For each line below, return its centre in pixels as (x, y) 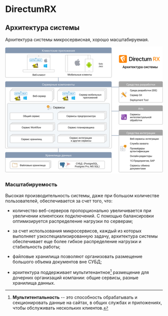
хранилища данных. (34, 283)
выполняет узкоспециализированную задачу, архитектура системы (85, 236)
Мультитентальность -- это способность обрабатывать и (75, 297)
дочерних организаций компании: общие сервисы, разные (75, 278)
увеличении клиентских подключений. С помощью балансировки (83, 216)
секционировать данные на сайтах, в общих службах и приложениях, (87, 303)
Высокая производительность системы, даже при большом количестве (82, 195)
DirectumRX (31, 9)
